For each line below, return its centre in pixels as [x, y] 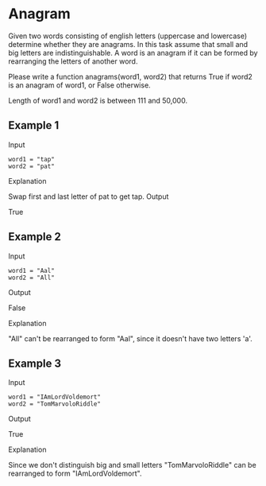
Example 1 [34, 125]
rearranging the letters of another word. [73, 61]
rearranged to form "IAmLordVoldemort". [75, 473]
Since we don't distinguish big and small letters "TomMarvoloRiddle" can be [132, 465]
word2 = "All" [32, 278]
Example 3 [35, 363]
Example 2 [35, 237]
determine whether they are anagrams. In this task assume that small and [128, 44]
